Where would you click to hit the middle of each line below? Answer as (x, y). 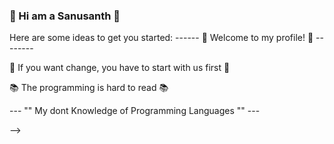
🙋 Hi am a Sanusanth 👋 (65, 16)
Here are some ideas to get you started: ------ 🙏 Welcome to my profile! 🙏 (161, 38)
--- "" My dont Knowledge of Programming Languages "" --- (135, 111)
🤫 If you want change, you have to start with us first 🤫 (120, 68)
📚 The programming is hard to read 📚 (89, 88)
